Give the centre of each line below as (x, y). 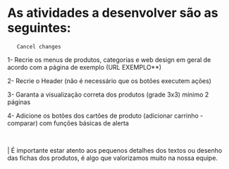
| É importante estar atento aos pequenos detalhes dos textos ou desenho (115, 150)
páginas (19, 102)
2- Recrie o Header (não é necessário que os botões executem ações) (109, 81)
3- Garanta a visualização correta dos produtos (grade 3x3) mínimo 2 (108, 94)
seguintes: (39, 28)
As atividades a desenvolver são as (113, 13)
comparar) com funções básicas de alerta (68, 123)
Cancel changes (39, 46)
